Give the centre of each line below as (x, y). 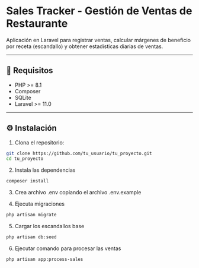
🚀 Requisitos (30, 70)
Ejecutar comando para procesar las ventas (68, 248)
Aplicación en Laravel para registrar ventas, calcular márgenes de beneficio (99, 40)
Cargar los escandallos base (49, 226)
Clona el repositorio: (39, 142)
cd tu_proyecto (25, 159)
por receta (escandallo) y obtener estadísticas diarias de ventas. (85, 46)
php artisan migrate (32, 215)
